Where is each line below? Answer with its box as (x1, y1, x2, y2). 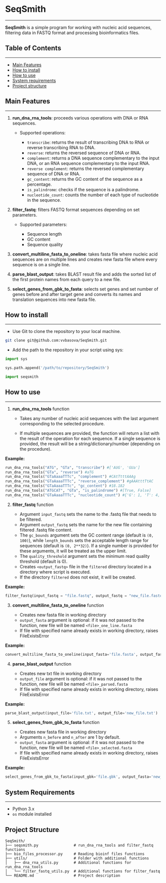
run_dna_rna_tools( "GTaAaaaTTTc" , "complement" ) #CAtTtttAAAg (5, 474, 136, 479)
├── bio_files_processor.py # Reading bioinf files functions (5, 851, 145, 856)
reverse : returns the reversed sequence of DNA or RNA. (27, 150, 141, 156)
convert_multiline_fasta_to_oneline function (12, 602, 104, 608)
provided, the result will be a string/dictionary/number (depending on (19, 441, 161, 447)
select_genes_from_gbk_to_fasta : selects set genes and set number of (12, 286, 159, 292)
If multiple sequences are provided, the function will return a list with (19, 430, 160, 436)
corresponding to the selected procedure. (19, 420, 105, 426)
